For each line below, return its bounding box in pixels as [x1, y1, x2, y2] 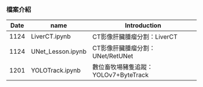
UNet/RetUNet [92, 52, 134, 60]
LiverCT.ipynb [31, 32, 71, 40]
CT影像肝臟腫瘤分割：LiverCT [92, 33, 178, 41]
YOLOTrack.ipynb [31, 66, 81, 75]
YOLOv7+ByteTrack [92, 71, 149, 79]
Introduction [124, 21, 161, 30]
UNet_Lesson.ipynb [31, 47, 87, 56]
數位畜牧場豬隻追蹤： [92, 63, 153, 71]
